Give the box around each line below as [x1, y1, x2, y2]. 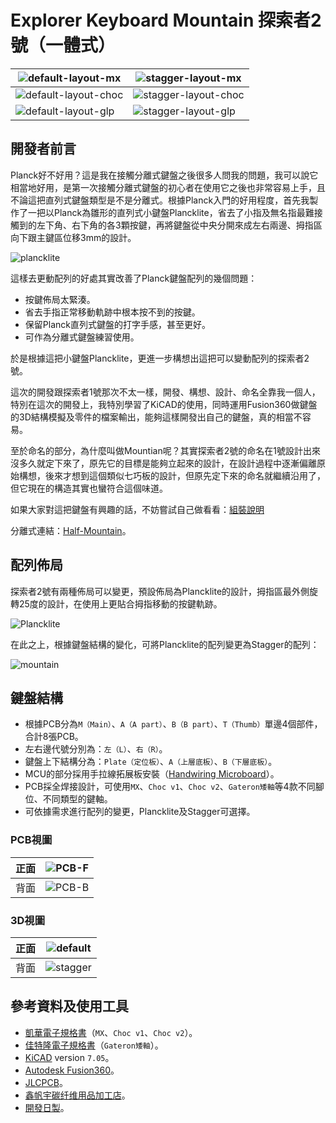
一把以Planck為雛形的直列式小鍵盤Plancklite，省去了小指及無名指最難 [27, 206, 315, 218]
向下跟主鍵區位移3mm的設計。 [10, 231, 137, 243]
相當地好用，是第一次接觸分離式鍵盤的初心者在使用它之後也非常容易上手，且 [10, 181, 326, 193]
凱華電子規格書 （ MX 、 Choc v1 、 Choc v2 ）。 [24, 1026, 198, 1038]
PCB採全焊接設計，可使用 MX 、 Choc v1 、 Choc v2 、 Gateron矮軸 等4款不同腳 [24, 781, 325, 793]
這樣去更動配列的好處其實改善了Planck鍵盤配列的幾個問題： [10, 272, 258, 284]
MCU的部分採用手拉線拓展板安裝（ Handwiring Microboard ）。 [24, 768, 280, 780]
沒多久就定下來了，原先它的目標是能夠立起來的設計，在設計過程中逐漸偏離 [10, 457, 317, 469]
